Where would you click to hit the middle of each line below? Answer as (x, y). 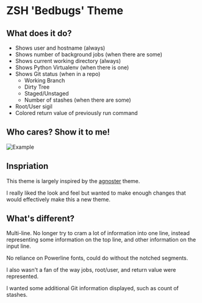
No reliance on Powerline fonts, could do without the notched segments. (97, 258)
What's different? (41, 219)
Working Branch (45, 80)
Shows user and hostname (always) (60, 48)
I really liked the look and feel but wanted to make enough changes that (96, 193)
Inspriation (27, 166)
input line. (19, 246)
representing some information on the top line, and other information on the (101, 240)
